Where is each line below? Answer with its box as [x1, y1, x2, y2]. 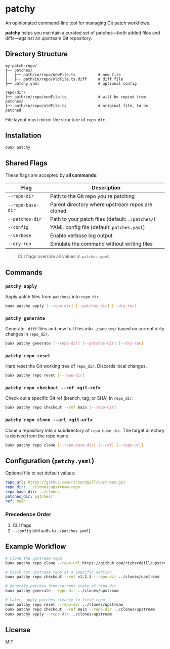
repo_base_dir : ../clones [5, 489, 60, 495]
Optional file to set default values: [5, 470, 75, 476]
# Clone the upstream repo [5, 556, 62, 561]
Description [92, 184, 121, 191]
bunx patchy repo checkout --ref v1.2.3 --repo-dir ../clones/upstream [5, 574, 159, 579]
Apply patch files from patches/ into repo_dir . [5, 293, 101, 299]
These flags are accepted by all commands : [5, 172, 98, 178]
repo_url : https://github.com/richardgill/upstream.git [5, 480, 125, 485]
